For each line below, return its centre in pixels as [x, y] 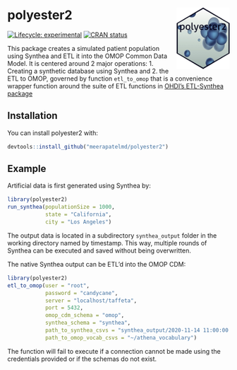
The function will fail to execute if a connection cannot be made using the [114, 351]
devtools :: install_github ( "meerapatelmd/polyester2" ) [88, 146]
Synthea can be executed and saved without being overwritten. [99, 250]
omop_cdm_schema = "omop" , [85, 316]
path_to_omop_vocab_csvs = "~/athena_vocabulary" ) [121, 337]
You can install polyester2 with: [53, 133]
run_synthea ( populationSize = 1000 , [61, 207]
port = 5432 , [64, 308]
